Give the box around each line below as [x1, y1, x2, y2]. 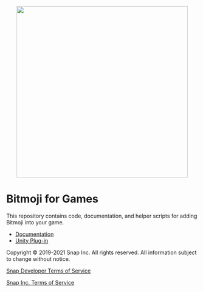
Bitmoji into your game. [6, 218, 64, 226]
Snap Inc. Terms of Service [6, 279, 75, 286]
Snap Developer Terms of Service [6, 267, 91, 274]
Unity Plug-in [15, 237, 49, 244]
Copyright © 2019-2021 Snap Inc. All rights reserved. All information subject [6, 249, 197, 256]
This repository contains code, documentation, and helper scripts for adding [6, 212, 198, 219]
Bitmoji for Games [6, 192, 98, 206]
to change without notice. [6, 255, 71, 262]
